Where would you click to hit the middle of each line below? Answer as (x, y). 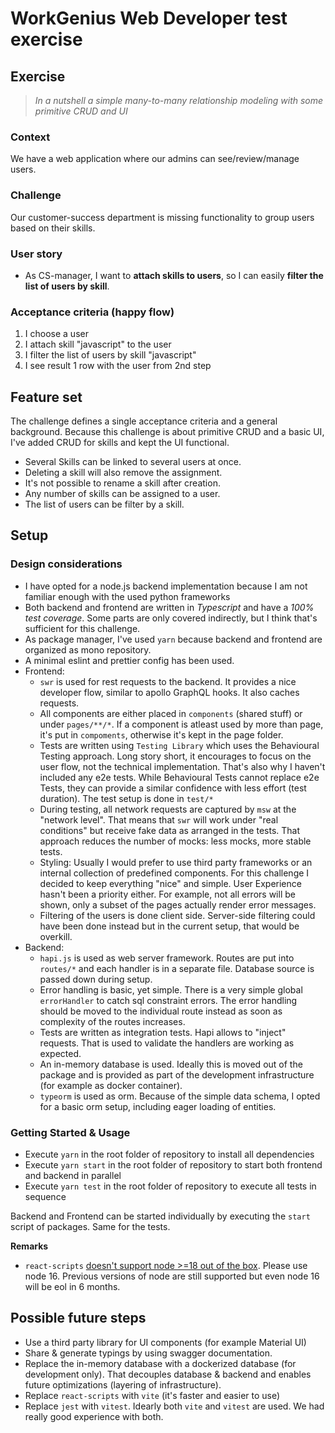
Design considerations (66, 564)
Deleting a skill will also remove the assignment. (123, 472)
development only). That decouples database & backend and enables (168, 1374)
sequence (45, 1196)
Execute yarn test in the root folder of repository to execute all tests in (170, 1186)
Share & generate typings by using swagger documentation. (148, 1353)
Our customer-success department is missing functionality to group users (162, 217)
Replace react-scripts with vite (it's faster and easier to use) (152, 1395)
